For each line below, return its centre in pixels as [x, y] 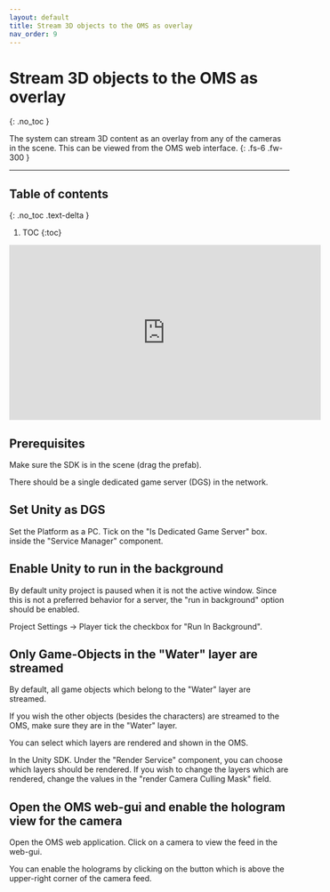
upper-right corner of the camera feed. [81, 879]
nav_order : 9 [33, 34]
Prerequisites [47, 443]
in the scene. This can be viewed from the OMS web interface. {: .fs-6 [137, 149]
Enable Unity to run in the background [117, 569]
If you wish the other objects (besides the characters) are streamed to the [145, 716]
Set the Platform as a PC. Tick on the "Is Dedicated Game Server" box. [138, 531]
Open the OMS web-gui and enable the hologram [148, 807]
